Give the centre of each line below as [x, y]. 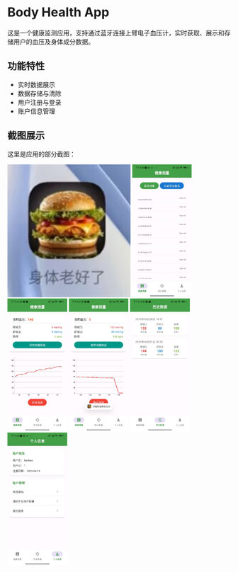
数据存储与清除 [39, 93]
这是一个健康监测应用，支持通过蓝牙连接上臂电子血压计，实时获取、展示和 [116, 33]
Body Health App [58, 12]
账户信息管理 [36, 111]
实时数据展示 [36, 84]
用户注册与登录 [39, 102]
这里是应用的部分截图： [41, 154]
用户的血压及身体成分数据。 [53, 41]
